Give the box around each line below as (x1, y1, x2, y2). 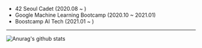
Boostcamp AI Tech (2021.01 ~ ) (14, 18, 94, 25)
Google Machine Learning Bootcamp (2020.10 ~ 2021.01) (14, 11, 156, 19)
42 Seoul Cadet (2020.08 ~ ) (14, 5, 87, 12)
